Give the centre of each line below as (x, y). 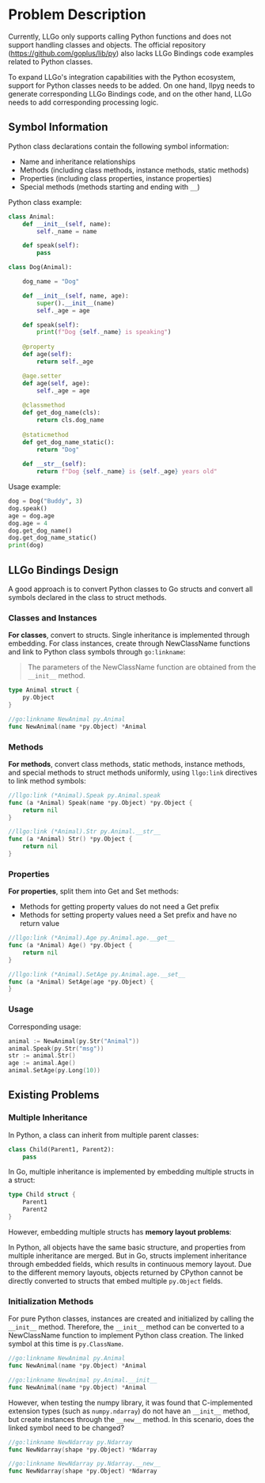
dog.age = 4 (28, 523)
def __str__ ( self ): (55, 465)
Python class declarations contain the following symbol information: (119, 146)
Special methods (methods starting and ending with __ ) (110, 187)
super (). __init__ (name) (76, 303)
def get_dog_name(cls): (62, 413)
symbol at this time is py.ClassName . (66, 1344)
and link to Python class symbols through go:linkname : (97, 652)
